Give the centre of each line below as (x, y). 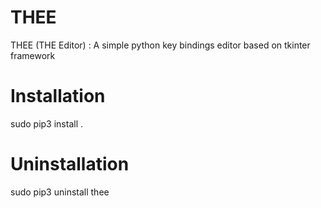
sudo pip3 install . (47, 123)
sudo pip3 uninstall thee (60, 192)
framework (33, 55)
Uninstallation (70, 164)
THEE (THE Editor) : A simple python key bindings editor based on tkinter (160, 45)
